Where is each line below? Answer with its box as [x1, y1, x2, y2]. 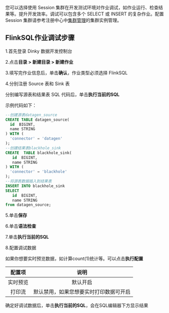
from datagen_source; [5, 202, 52, 207]
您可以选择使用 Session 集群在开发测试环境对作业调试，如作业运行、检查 [5, 5, 159, 10]
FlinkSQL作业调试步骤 [5, 34, 75, 42]
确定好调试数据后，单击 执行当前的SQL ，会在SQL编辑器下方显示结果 [5, 302, 149, 308]
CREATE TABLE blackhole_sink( [5, 150, 72, 155]
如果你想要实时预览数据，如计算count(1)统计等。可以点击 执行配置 [5, 255, 143, 262]
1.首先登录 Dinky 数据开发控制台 [5, 48, 73, 54]
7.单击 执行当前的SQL [5, 234, 50, 240]
